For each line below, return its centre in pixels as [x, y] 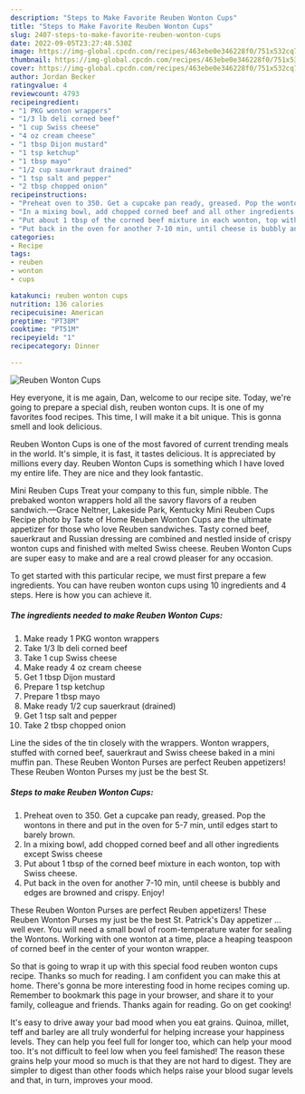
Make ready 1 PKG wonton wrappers [91, 638]
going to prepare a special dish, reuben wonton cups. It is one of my [138, 407]
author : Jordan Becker [53, 77]
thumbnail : [31, 60]
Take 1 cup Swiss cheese [70, 658]
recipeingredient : [45, 102]
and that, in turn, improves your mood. [81, 1079]
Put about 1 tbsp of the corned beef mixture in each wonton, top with [152, 864]
